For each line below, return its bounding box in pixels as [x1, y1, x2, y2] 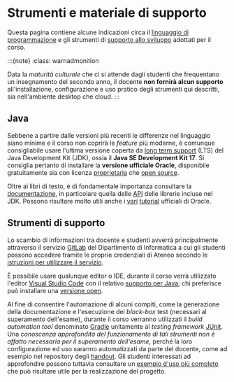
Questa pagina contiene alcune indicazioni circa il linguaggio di [7, 28, 189, 36]
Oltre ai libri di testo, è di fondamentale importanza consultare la [7, 182, 192, 190]
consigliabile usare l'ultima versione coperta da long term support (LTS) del [7, 146, 224, 155]
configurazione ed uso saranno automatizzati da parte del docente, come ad [7, 344, 228, 353]
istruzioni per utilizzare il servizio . [7, 257, 104, 267]
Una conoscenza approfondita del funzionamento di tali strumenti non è [7, 330, 215, 338]
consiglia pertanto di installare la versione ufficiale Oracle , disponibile [7, 161, 210, 169]
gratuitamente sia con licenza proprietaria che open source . [7, 168, 180, 176]
